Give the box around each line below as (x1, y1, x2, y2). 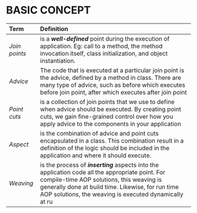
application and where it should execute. (40, 151, 152, 159)
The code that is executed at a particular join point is (40, 66, 185, 74)
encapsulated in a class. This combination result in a (40, 136, 184, 144)
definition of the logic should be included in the (40, 144, 170, 152)
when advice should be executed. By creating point (40, 105, 182, 113)
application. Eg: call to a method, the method (40, 42, 163, 50)
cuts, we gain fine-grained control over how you (40, 112, 174, 120)
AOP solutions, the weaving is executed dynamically (40, 190, 184, 198)
